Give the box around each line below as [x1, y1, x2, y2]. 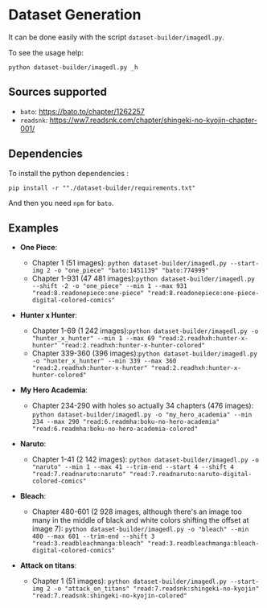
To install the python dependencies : [8, 168, 129, 178]
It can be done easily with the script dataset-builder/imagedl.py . [8, 32, 224, 42]
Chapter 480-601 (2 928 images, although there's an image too [31, 507, 243, 516]
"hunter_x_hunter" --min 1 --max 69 [31, 335, 155, 343]
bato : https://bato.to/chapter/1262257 [19, 106, 145, 116]
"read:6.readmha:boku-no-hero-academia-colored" [31, 425, 199, 433]
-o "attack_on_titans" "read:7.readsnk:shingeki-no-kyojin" [53, 585, 260, 593]
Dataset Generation [8, 6, 142, 24]
